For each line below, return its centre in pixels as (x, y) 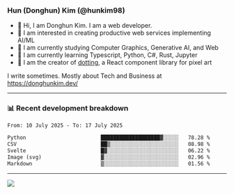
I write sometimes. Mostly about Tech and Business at (85, 76)
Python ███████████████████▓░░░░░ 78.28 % (109, 138)
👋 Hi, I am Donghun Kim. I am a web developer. (85, 26)
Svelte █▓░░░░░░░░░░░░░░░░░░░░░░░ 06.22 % (109, 151)
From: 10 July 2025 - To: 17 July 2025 (65, 125)
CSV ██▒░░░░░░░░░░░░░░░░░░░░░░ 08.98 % (109, 145)
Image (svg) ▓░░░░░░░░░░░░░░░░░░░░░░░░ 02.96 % (109, 157)
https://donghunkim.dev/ (43, 83)
